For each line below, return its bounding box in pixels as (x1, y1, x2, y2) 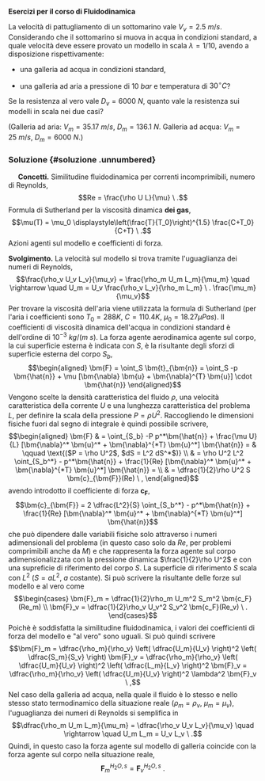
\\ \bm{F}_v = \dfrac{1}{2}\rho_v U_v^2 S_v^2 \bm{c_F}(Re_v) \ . (43, 602, 248, 611)
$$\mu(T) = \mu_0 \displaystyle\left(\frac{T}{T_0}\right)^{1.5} (11, 218, 211, 227)
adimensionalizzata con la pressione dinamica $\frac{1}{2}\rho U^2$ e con (8, 554, 252, 564)
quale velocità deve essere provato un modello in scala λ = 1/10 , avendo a (8, 40, 249, 50)
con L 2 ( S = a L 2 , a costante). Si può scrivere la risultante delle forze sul (8, 571, 241, 582)
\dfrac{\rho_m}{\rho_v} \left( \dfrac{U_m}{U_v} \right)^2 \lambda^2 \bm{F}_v (9, 669, 257, 678)
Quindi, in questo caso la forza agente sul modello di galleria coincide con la (8, 741, 257, 751)
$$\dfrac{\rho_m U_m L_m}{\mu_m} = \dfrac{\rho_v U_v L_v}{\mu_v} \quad (11, 721, 255, 730)
